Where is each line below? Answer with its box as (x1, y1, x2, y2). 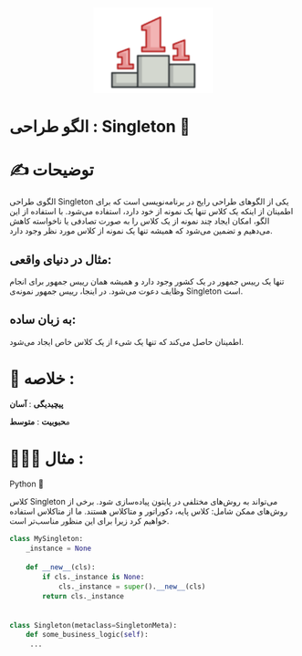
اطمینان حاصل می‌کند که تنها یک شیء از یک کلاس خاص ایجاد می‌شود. (9, 336, 245, 347)
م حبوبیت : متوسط (9, 416, 70, 427)
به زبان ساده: (9, 312, 77, 328)
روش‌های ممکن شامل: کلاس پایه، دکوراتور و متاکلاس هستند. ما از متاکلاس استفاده (9, 505, 288, 516)
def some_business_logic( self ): (26, 630, 149, 640)
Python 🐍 (9, 478, 44, 489)
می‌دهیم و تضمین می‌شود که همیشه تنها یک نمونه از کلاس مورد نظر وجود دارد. (9, 225, 273, 236)
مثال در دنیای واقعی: (9, 252, 112, 267)
